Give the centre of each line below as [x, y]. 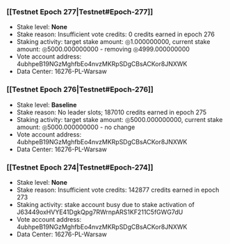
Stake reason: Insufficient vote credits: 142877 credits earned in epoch [118, 190]
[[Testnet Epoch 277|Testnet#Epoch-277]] [80, 12]
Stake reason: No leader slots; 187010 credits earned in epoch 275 [111, 112]
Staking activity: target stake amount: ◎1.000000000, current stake [113, 42]
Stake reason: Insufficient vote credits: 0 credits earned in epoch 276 [115, 34]
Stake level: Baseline [47, 105]
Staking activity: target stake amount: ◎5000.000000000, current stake [120, 119]
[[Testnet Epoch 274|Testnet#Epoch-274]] [80, 167]
